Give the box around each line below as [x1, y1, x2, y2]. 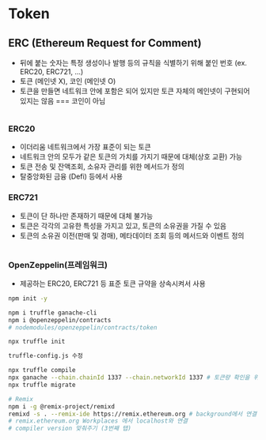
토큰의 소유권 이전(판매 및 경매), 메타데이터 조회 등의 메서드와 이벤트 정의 [19, 231, 245, 240]
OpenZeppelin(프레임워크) [8, 259, 108, 270]
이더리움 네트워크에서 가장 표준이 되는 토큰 [19, 142, 152, 152]
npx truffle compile [8, 367, 77, 374]
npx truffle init [8, 337, 66, 346]
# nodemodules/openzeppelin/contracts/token [8, 323, 158, 332]
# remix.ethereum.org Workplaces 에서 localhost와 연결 [8, 417, 188, 425]
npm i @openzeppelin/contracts [8, 316, 112, 324]
